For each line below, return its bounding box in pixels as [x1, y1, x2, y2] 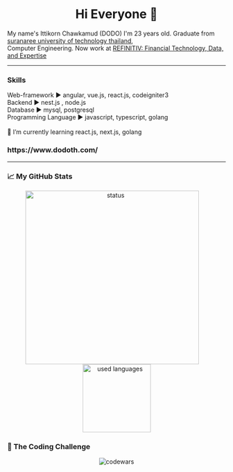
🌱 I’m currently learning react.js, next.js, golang [7, 128, 142, 136]
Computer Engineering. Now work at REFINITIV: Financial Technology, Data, [7, 44, 224, 52]
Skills [7, 75, 26, 85]
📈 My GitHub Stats [7, 171, 73, 181]
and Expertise [7, 51, 47, 60]
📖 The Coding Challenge [7, 441, 91, 451]
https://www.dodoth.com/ [7, 145, 98, 155]
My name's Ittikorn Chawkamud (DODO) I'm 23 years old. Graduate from [7, 29, 215, 37]
